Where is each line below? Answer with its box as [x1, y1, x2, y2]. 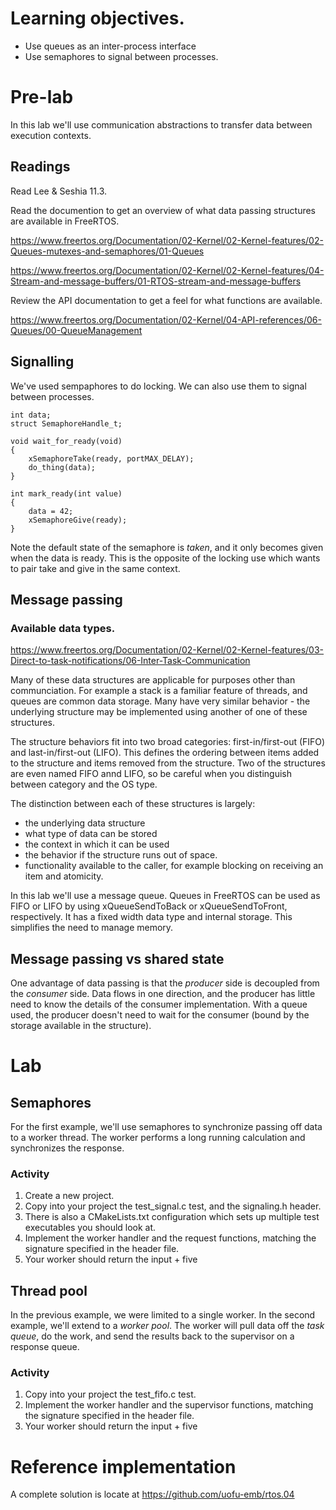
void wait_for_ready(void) [10, 436, 123, 446]
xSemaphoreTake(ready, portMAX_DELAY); [28, 453, 195, 464]
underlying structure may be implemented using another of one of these [10, 706, 308, 718]
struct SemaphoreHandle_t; [10, 418, 123, 429]
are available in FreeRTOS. [10, 215, 120, 227]
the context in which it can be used [24, 838, 170, 851]
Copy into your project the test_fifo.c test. [24, 1388, 197, 1401]
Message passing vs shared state [10, 950, 225, 967]
